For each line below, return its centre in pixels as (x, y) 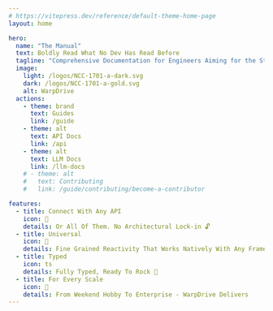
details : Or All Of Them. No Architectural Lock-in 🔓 (117, 227)
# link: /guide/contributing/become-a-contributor (114, 189)
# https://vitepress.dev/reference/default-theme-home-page (113, 16)
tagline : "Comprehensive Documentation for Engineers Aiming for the (136, 61)
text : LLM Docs (56, 159)
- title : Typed (41, 257)
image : (27, 69)
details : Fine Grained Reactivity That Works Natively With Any (134, 249)
